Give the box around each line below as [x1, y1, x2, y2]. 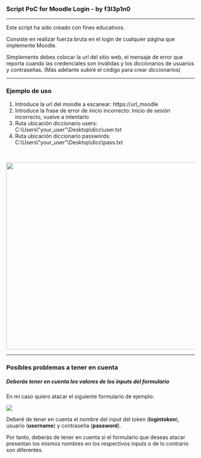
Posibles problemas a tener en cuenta [6, 363, 118, 371]
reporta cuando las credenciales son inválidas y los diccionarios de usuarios [6, 60, 194, 67]
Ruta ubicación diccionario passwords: [14, 132, 111, 139]
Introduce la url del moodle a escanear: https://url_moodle [14, 101, 159, 108]
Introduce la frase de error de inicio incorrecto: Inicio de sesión [14, 107, 170, 114]
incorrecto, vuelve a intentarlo [14, 113, 89, 120]
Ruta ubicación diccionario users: [14, 119, 98, 127]
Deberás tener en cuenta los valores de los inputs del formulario [6, 378, 169, 385]
